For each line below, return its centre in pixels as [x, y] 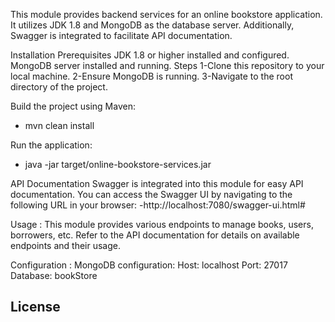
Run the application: [51, 145]
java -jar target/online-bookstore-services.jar [118, 164]
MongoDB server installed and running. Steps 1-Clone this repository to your [167, 65]
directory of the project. [59, 87]
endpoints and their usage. [65, 245]
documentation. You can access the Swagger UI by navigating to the [151, 194]
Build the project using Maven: [73, 106]
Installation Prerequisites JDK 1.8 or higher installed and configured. [150, 55]
